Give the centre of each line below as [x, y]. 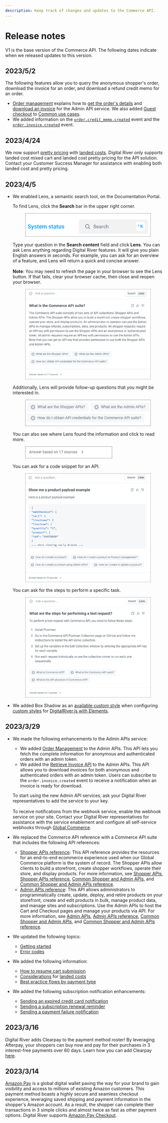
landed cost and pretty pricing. [37, 169]
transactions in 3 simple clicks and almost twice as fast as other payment [81, 1110]
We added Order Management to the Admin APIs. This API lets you [89, 748]
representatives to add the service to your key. [61, 800]
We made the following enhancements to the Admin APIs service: [80, 739]
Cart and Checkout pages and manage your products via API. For [87, 911]
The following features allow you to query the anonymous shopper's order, [82, 83]
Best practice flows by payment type [58, 982]
